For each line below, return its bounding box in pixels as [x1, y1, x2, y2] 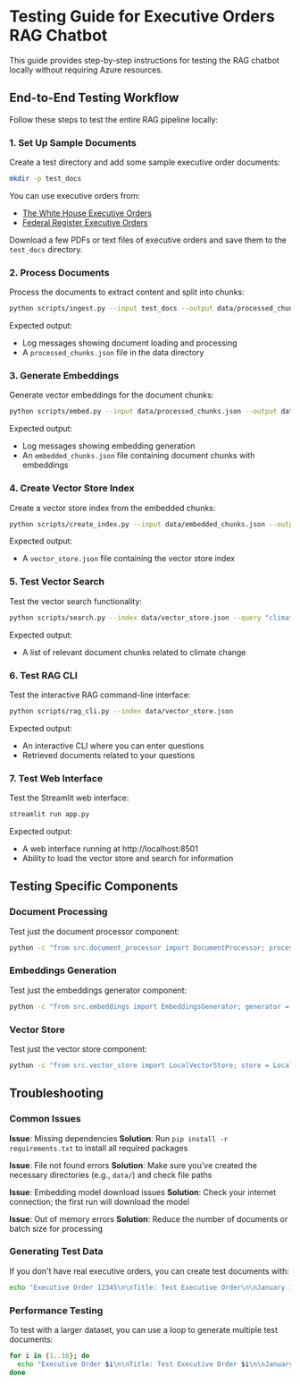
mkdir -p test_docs [9, 175, 82, 184]
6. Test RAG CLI [9, 669, 78, 681]
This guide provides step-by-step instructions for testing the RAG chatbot [9, 55, 279, 65]
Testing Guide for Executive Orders [9, 6, 275, 27]
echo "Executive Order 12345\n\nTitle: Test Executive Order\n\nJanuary [9, 1283, 286, 1292]
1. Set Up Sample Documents [9, 136, 137, 149]
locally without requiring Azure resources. [9, 64, 163, 75]
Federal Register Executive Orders [21, 217, 148, 227]
